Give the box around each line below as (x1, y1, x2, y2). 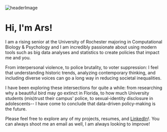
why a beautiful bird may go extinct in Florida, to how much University (5, 90, 149, 96)
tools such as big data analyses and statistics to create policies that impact (5, 49, 159, 55)
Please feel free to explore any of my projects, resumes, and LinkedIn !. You (5, 115, 160, 121)
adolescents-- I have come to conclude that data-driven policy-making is (5, 100, 156, 106)
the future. (5, 105, 27, 112)
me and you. (5, 54, 31, 60)
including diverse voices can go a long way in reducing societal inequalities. (5, 75, 161, 81)
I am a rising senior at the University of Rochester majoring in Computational (5, 38, 162, 44)
